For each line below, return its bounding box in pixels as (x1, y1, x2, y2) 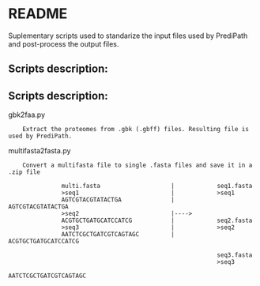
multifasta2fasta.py (8, 146, 71, 156)
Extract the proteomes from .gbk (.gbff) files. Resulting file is (22, 126, 249, 134)
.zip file (8, 168, 41, 176)
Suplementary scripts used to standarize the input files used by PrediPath (8, 31, 248, 40)
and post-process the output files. (8, 39, 119, 48)
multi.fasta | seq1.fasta (61, 183, 253, 190)
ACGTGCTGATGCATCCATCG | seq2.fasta (61, 216, 253, 225)
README (8, 5, 68, 23)
